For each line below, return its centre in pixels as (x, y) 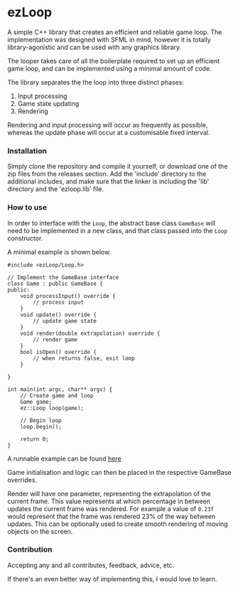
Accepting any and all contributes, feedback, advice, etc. (91, 565)
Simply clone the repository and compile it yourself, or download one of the (118, 166)
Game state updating (48, 103)
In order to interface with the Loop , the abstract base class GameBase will (111, 223)
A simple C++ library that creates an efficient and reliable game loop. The (115, 32)
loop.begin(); (41, 427)
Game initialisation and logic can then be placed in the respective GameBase (119, 472)
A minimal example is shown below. (59, 252)
